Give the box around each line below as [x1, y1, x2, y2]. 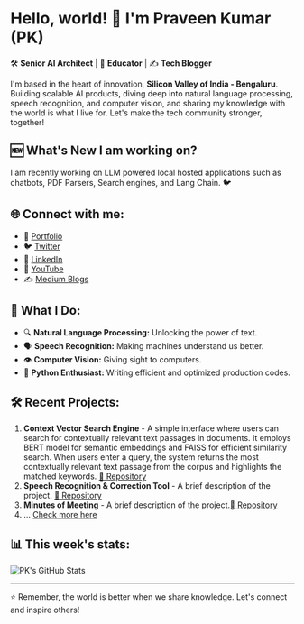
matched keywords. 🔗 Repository [23, 471, 147, 482]
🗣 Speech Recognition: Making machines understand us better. [23, 341, 264, 352]
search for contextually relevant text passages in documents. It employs [23, 433, 291, 444]
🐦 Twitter [23, 241, 61, 252]
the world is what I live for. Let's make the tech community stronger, [10, 107, 263, 118]
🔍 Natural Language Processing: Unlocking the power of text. [23, 327, 258, 338]
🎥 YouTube [23, 263, 64, 274]
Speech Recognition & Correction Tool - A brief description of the [23, 481, 272, 491]
